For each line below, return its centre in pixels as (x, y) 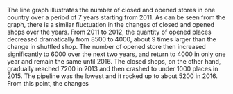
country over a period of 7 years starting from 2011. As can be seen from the (116, 17)
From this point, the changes (48, 83)
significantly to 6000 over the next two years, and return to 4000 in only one (116, 54)
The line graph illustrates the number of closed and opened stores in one (111, 10)
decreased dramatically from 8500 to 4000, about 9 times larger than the (112, 39)
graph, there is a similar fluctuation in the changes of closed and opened (111, 25)
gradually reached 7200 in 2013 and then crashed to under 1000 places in (113, 69)
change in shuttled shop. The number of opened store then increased (106, 47)
